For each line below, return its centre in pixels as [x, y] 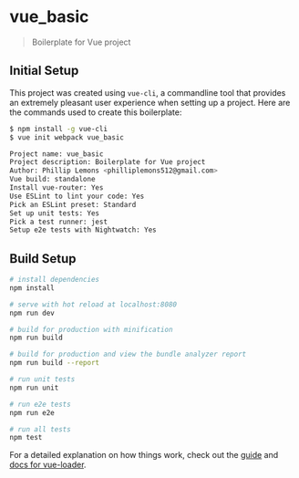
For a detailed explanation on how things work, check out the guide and [144, 455]
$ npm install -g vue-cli [58, 129]
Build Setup [43, 259]
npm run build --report [55, 363]
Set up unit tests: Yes [55, 213]
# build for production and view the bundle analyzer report [128, 354]
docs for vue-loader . [48, 465]
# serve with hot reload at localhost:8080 [93, 304]
